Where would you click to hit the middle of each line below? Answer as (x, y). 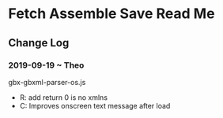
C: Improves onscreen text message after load (95, 105)
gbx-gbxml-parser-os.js (47, 82)
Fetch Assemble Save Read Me (111, 14)
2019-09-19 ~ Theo (46, 65)
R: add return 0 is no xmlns (64, 97)
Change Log (39, 43)
